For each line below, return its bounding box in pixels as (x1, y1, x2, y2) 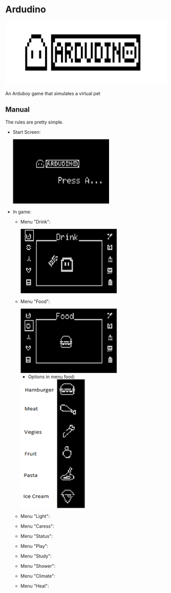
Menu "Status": (20, 533, 53, 539)
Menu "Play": (20, 543, 49, 549)
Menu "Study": (20, 553, 52, 559)
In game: (12, 208, 32, 214)
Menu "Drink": (20, 219, 51, 225)
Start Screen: (12, 129, 41, 135)
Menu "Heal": (20, 583, 49, 589)
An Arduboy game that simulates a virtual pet (5, 90, 101, 96)
